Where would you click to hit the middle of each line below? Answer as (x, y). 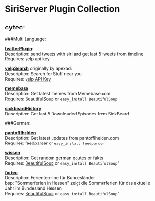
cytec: (15, 27)
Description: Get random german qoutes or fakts (54, 158)
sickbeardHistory (23, 108)
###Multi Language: (26, 39)
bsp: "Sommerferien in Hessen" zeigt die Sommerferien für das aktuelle (78, 183)
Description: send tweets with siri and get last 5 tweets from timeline (74, 54)
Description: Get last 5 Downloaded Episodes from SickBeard (67, 114)
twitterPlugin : (19, 48)
